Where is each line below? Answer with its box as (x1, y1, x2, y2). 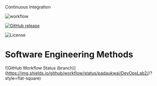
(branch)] (57, 65, 76, 71)
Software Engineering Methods (5, 49, 133, 60)
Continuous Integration (5, 4, 51, 10)
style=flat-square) (5, 75, 41, 81)
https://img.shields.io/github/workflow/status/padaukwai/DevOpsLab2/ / (6, 70, 150, 76)
